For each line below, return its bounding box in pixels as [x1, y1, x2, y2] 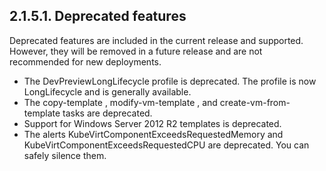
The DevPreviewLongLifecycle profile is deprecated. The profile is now [23, 75, 317, 87]
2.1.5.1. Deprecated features [9, 8, 187, 25]
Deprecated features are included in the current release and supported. [9, 34, 304, 46]
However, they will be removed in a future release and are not [9, 45, 263, 57]
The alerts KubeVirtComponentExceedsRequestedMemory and [23, 128, 284, 140]
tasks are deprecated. [62, 107, 153, 119]
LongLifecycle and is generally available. [23, 85, 192, 98]
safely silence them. [23, 149, 107, 161]
